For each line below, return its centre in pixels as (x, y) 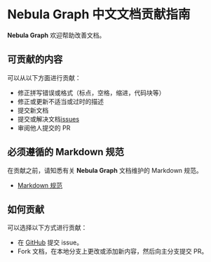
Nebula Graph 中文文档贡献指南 (99, 14)
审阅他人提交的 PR (44, 128)
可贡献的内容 (35, 59)
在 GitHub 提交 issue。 (50, 242)
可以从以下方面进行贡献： (44, 77)
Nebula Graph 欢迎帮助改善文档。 (56, 35)
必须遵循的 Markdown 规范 (66, 152)
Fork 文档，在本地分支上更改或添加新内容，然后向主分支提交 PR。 (113, 251)
